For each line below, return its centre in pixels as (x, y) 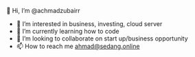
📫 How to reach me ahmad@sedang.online (78, 46)
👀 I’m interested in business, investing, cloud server (89, 24)
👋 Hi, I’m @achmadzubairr (43, 11)
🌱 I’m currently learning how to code (68, 31)
